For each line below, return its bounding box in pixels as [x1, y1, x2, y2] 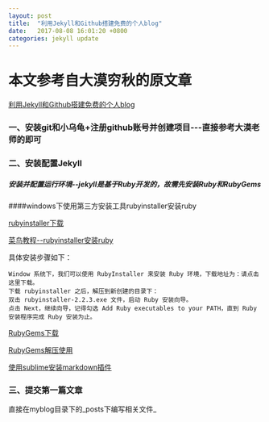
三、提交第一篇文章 [8, 384, 83, 395]
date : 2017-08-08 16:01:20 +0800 [8, 27, 128, 35]
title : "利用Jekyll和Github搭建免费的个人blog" [8, 19, 163, 27]
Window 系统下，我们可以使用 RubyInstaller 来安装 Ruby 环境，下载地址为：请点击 [8, 270, 259, 278]
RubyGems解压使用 [8, 345, 73, 355]
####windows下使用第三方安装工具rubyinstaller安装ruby [8, 201, 197, 211]
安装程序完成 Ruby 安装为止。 [8, 313, 97, 321]
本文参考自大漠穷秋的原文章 [8, 72, 192, 90]
